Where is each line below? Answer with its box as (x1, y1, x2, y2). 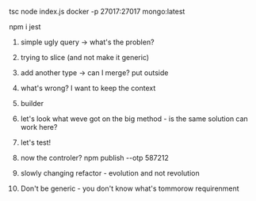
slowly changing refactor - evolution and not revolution (20, 169, 201, 177)
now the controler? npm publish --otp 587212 (20, 154, 170, 162)
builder (20, 99, 44, 108)
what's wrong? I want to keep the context (20, 83, 156, 93)
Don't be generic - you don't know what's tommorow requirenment (20, 184, 240, 193)
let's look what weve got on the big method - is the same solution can (20, 114, 248, 123)
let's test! (20, 138, 52, 147)
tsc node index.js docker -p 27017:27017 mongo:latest (9, 7, 185, 16)
